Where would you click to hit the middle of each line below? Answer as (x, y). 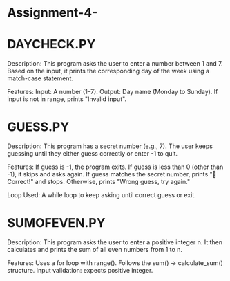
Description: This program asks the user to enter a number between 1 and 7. (115, 64)
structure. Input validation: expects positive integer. (80, 270)
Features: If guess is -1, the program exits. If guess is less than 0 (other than (115, 167)
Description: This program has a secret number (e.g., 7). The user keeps (110, 146)
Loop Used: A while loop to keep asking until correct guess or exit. (102, 195)
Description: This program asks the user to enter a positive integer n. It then (115, 242)
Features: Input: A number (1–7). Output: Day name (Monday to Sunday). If (113, 92)
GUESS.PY (38, 127)
